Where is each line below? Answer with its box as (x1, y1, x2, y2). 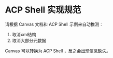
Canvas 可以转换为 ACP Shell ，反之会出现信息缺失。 (5, 48, 111, 54)
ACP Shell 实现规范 (5, 4, 81, 15)
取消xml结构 (12, 31, 37, 37)
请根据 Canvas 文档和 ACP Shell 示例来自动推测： (5, 21, 104, 27)
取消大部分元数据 (12, 37, 46, 43)
